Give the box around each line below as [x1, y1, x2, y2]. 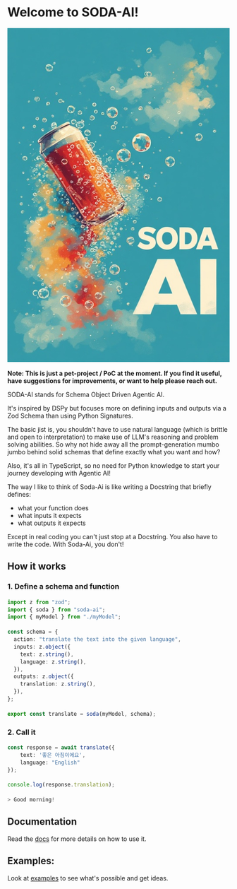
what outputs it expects [17, 519, 86, 527]
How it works [7, 560, 66, 572]
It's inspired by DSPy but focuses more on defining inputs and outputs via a [7, 404, 227, 412]
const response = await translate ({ [7, 743, 115, 751]
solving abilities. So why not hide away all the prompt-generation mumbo [7, 440, 220, 449]
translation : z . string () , [20, 681, 97, 688]
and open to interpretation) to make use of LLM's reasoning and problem [7, 432, 219, 441]
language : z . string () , [20, 658, 87, 665]
